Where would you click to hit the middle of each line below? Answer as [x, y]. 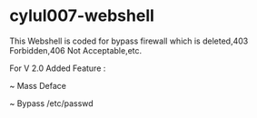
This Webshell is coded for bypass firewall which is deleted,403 [129, 41]
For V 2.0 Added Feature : [58, 68]
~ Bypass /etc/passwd [51, 103]
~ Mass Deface [38, 85]
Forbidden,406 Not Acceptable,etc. [76, 50]
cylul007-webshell [82, 16]
